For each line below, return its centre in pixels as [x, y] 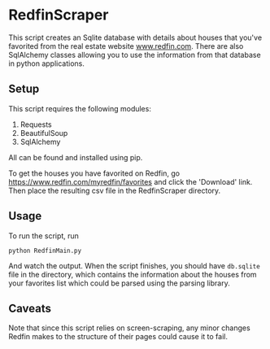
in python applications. [47, 63]
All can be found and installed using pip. [76, 157]
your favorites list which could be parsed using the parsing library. [119, 283]
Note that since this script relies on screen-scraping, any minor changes [129, 328]
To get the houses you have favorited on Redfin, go [94, 173]
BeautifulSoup [44, 133]
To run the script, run [44, 236]
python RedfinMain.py [45, 251]
